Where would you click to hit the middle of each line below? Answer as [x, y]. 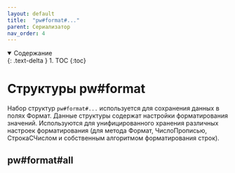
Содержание [33, 53]
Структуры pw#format [76, 89]
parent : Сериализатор [39, 27]
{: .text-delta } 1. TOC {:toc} [47, 61]
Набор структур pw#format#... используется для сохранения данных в [113, 109]
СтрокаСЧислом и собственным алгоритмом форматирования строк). [113, 138]
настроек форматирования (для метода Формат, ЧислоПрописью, [107, 131]
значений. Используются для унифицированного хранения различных [113, 123]
